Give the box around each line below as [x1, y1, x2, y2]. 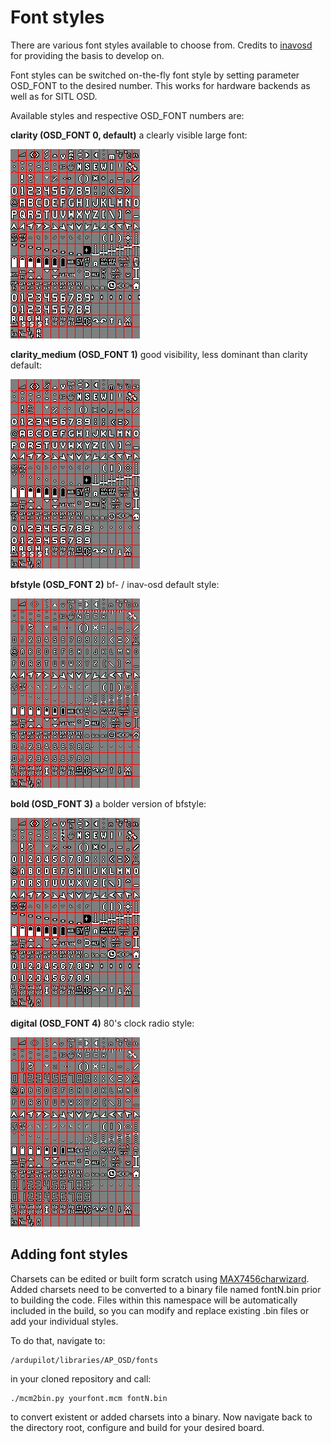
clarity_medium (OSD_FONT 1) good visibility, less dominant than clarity [10, 348, 308, 360]
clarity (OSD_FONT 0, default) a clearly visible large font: [10, 129, 248, 141]
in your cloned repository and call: [10, 1372, 152, 1385]
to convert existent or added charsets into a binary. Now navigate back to [10, 1411, 313, 1423]
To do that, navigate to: [10, 1334, 106, 1346]
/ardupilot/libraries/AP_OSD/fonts [10, 1355, 159, 1365]
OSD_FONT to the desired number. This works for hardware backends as [10, 79, 311, 91]
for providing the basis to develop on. [10, 49, 165, 61]
